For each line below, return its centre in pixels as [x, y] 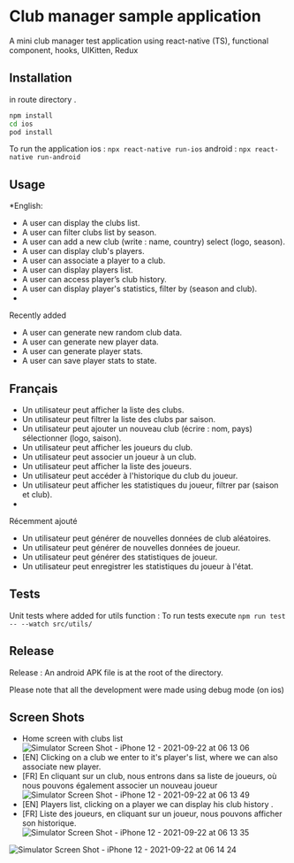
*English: [26, 206]
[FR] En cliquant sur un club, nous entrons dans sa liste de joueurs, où [149, 776]
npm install [31, 116]
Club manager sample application [136, 16]
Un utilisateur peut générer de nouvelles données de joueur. [131, 547]
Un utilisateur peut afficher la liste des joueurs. [107, 466]
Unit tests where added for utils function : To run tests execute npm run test [147, 615]
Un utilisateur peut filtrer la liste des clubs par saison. [119, 419]
